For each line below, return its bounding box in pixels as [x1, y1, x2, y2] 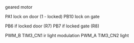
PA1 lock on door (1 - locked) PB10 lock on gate [5, 14, 100, 19]
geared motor [5, 4, 33, 10]
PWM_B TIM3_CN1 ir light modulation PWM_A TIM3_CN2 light [5, 33, 129, 38]
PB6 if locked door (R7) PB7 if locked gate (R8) [5, 23, 99, 29]
